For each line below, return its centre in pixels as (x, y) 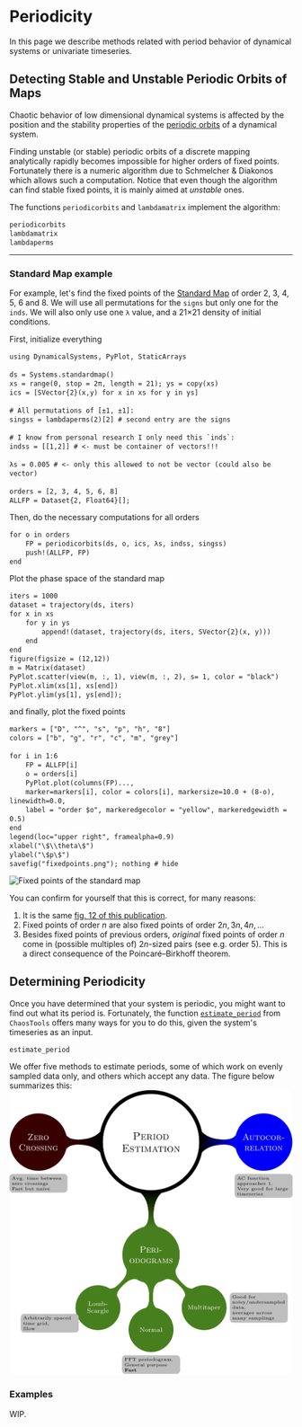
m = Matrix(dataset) (48, 668)
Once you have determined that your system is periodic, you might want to (147, 1003)
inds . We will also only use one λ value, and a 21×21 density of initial (135, 313)
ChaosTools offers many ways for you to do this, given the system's (133, 1023)
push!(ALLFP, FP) (58, 553)
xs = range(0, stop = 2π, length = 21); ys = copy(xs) (114, 384)
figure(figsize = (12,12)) (60, 659)
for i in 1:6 (34, 757)
